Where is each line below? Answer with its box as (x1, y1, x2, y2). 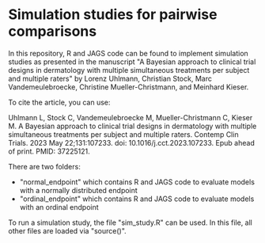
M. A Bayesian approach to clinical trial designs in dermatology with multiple (8, 121, 257, 131)
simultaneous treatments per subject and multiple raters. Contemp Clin (8, 129, 239, 139)
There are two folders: (8, 161, 81, 171)
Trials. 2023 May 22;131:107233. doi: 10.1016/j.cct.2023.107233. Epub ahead (8, 138, 255, 147)
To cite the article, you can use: (8, 97, 111, 107)
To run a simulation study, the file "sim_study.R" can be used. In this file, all (8, 218, 253, 227)
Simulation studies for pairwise (8, 6, 218, 24)
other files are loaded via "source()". (8, 226, 127, 235)
